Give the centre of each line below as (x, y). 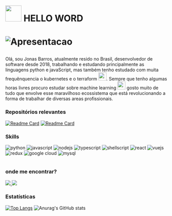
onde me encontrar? (31, 172)
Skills (12, 136)
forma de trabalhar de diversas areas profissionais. (59, 99)
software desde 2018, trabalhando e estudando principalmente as (75, 65)
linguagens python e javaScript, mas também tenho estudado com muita (82, 70)
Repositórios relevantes (36, 112)
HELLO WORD (53, 18)
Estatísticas (21, 197)
